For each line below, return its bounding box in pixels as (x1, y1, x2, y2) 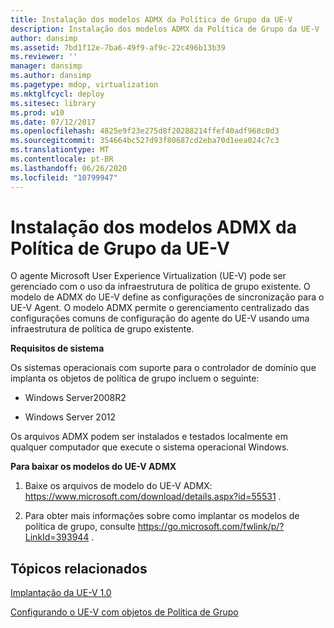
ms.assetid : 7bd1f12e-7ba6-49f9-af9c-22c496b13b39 (10, 42, 226, 53)
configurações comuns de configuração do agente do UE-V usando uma (10, 312, 310, 325)
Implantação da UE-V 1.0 (10, 587, 112, 599)
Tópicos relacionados (10, 560, 148, 577)
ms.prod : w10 (10, 107, 65, 118)
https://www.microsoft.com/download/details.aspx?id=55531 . (24, 491, 282, 503)
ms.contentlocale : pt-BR (10, 154, 114, 164)
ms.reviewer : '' (10, 52, 78, 62)
